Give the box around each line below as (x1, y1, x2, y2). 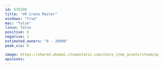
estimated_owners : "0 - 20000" (5, 39, 68, 44)
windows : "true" (5, 16, 38, 21)
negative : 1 (5, 34, 29, 39)
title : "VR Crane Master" (5, 12, 57, 17)
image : (5, 52, 18, 57)
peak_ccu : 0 (5, 43, 29, 48)
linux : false (5, 25, 32, 30)
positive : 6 (5, 30, 29, 34)
